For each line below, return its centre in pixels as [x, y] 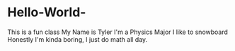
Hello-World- [47, 12]
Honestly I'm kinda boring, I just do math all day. [78, 39]
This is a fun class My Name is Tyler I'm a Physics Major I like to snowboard [118, 32]
